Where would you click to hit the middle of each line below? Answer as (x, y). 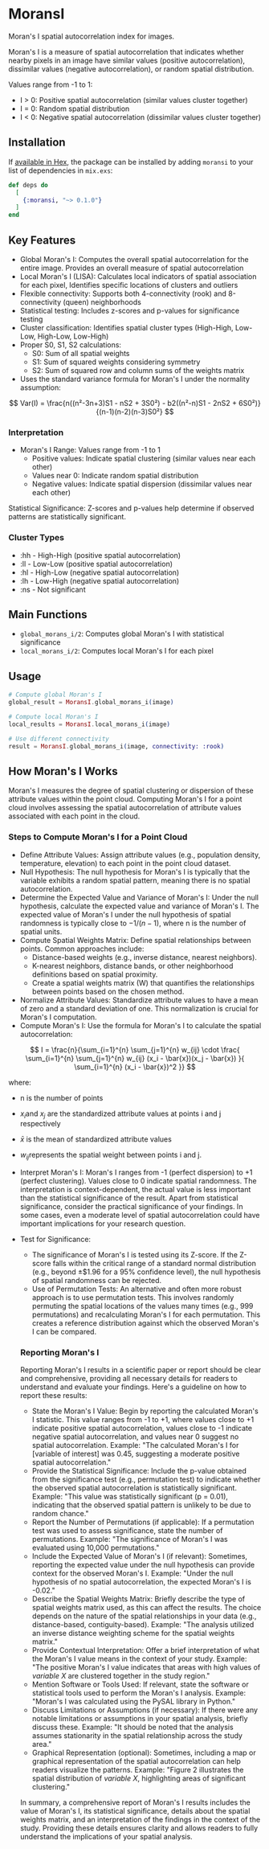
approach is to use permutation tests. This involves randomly (133, 1298)
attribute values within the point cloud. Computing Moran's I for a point (125, 799)
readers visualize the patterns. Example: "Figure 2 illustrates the (138, 1770)
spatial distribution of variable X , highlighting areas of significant (139, 1778)
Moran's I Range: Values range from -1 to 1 (90, 450)
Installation (37, 143)
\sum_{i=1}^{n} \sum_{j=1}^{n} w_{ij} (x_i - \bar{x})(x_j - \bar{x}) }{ (135, 1058)
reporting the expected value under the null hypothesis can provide (143, 1565)
